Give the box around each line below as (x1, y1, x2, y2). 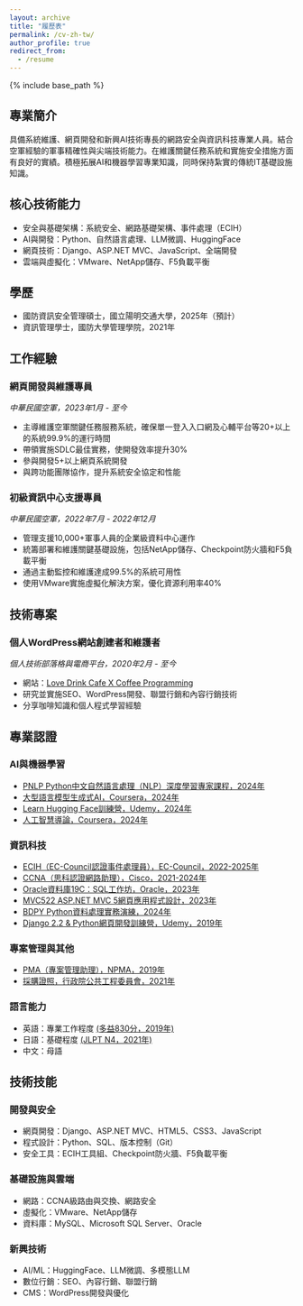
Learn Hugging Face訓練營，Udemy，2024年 (22, 803, 192, 814)
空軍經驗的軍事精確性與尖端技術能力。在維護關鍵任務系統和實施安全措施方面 (9, 145, 294, 156)
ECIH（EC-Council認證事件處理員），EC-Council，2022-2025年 (22, 861, 260, 872)
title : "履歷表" (9, 22, 67, 31)
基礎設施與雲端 (9, 1173, 75, 1186)
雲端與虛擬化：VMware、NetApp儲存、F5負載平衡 (22, 256, 210, 267)
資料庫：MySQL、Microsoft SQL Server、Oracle (22, 1218, 203, 1228)
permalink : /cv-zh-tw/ (9, 30, 95, 39)
